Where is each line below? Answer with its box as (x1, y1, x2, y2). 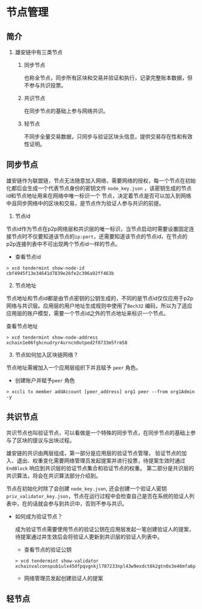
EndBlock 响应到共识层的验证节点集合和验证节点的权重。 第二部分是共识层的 (6, 464, 194, 472)
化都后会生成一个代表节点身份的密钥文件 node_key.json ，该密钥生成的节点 (6, 185, 192, 192)
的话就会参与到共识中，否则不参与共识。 (26, 500, 127, 507)
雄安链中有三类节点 (14, 49, 63, 55)
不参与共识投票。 (23, 82, 67, 89)
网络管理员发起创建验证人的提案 (23, 574, 103, 582)
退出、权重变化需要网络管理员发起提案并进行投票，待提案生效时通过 (16, 456, 185, 464)
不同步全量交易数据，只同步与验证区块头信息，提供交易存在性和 (23, 133, 182, 140)
